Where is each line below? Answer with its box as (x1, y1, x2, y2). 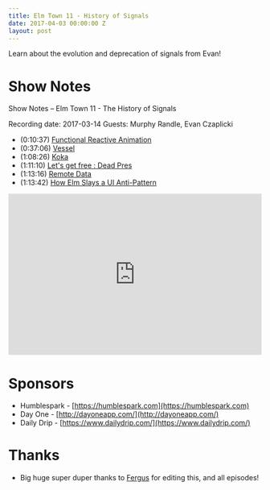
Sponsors (8, 374, 75, 392)
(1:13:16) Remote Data (19, 169, 92, 179)
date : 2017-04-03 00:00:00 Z (8, 19, 106, 27)
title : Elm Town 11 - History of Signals (8, 11, 149, 20)
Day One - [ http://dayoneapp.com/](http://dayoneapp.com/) (19, 409, 219, 419)
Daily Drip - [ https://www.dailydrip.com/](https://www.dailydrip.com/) (19, 418, 251, 428)
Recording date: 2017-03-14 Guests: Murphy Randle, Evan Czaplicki (8, 119, 233, 129)
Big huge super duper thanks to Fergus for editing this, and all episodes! (19, 473, 260, 483)
